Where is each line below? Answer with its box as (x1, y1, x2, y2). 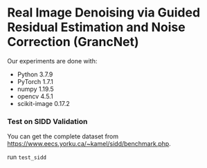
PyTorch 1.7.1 (17, 77, 53, 85)
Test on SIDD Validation (7, 116, 88, 126)
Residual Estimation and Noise (7, 19, 186, 35)
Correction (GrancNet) (7, 34, 140, 50)
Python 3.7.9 (17, 70, 53, 78)
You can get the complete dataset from (7, 132, 119, 140)
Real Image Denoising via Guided (7, 5, 201, 21)
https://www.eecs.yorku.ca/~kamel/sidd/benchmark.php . (7, 140, 171, 148)
